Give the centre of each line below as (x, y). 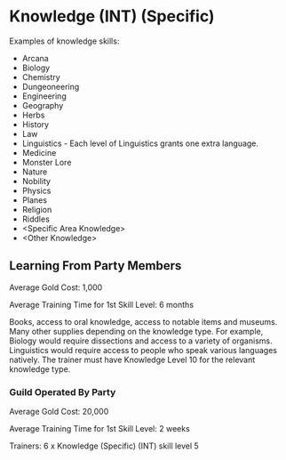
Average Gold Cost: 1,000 (56, 287)
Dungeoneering (51, 86)
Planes (34, 200)
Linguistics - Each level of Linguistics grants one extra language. (140, 143)
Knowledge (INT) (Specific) (112, 16)
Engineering (44, 96)
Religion (37, 209)
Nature (35, 172)
